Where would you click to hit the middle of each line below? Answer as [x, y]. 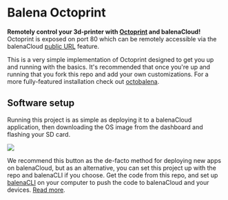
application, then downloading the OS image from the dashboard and [105, 127]
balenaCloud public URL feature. [53, 46]
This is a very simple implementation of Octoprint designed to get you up [111, 59]
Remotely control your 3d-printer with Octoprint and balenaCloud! [104, 32]
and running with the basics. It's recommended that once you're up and [109, 67]
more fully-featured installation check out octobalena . [83, 81]
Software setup [41, 103]
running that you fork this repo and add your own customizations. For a [108, 74]
